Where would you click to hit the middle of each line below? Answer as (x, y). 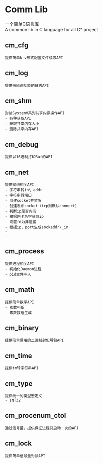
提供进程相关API (20, 264)
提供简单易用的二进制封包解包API (34, 341)
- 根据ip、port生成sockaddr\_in (37, 227)
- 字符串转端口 (19, 195)
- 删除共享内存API (22, 129)
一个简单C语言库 (22, 24)
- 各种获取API (18, 119)
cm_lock (19, 444)
